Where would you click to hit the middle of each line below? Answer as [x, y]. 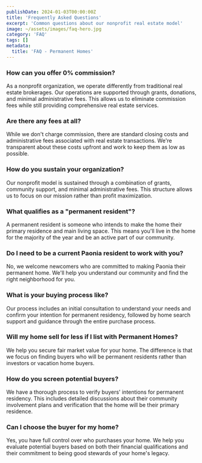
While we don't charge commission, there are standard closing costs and [98, 134]
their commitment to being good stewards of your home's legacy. [88, 453]
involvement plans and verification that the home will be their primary [93, 405]
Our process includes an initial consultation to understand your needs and [99, 308]
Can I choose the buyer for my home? [63, 427]
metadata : [19, 46]
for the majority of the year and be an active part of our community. [91, 237]
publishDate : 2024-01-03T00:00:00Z [51, 12]
